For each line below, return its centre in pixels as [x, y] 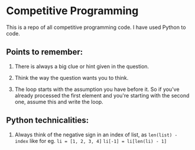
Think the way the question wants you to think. [71, 77]
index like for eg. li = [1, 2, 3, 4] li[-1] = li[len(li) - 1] [91, 141]
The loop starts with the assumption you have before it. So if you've [97, 89]
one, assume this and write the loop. [59, 102]
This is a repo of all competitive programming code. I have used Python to [96, 27]
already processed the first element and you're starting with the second [102, 95]
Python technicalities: [48, 120]
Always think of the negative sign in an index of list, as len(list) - [96, 135]
